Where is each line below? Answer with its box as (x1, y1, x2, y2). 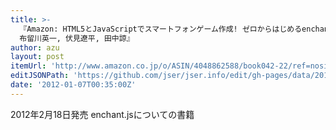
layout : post (10, 52, 65, 62)
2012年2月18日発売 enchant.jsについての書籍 (10, 108, 195, 120)
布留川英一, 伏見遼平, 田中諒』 (19, 33, 135, 43)
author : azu (10, 42, 60, 53)
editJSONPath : (10, 71, 70, 81)
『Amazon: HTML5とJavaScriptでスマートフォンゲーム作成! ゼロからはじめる (19, 24, 303, 34)
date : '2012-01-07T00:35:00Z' (10, 80, 137, 90)
